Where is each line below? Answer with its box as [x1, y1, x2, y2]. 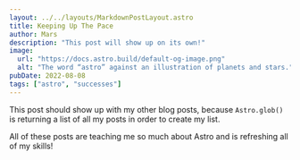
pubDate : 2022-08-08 [9, 72, 87, 80]
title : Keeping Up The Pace [9, 21, 114, 30]
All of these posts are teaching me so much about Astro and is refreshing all [9, 131, 288, 141]
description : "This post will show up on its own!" [9, 38, 205, 47]
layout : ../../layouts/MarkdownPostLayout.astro [9, 13, 194, 22]
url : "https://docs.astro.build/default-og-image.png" [17, 55, 226, 63]
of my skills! [9, 140, 54, 151]
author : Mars [9, 29, 58, 38]
